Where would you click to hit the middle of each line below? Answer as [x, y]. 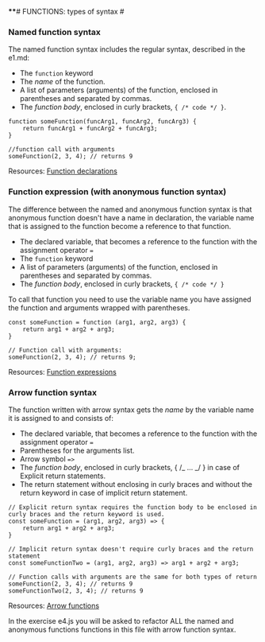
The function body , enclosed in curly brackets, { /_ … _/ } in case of [130, 467]
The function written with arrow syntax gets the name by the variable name [131, 410]
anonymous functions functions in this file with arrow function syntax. [122, 629]
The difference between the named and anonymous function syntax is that [130, 209]
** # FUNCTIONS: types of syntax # [66, 12]
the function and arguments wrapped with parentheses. [99, 307]
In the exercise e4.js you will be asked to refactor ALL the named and [121, 621]
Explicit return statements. [62, 476]
